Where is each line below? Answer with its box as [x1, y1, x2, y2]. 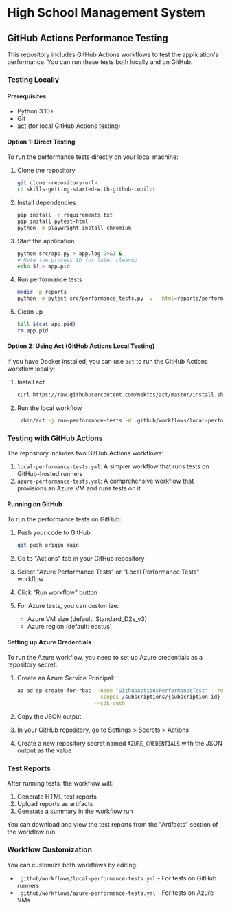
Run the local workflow [16, 404, 82, 412]
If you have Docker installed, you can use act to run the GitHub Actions [7, 358, 208, 366]
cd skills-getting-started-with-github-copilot [16, 186, 156, 193]
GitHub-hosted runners [16, 470, 83, 478]
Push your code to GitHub [16, 528, 91, 537]
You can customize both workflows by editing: [7, 860, 139, 869]
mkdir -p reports [16, 289, 67, 296]
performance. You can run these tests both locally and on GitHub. [7, 58, 193, 66]
